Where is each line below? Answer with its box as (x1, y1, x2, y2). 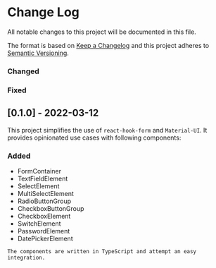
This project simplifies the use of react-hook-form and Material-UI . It (7, 126, 208, 134)
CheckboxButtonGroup (17, 204, 84, 212)
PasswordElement (17, 226, 70, 235)
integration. (7, 254, 46, 261)
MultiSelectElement (17, 189, 74, 197)
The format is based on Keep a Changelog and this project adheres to (7, 41, 210, 49)
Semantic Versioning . (7, 49, 69, 57)
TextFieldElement (17, 174, 68, 183)
